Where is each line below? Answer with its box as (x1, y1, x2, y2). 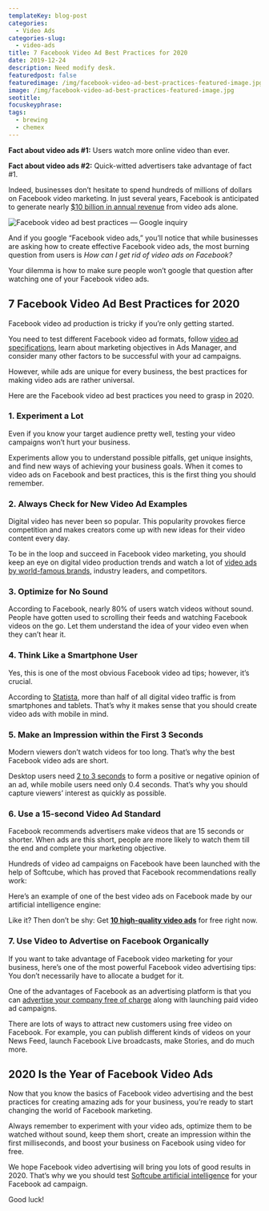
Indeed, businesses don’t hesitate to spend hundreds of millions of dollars (8, 185, 252, 195)
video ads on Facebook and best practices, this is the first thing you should (8, 469, 256, 479)
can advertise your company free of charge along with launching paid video (8, 995, 259, 1004)
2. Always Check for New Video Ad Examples (8, 498, 188, 509)
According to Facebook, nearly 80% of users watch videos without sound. (8, 604, 254, 614)
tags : (8, 109, 26, 117)
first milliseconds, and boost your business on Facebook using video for (8, 1138, 247, 1148)
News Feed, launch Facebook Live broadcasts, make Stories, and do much (8, 1036, 255, 1045)
